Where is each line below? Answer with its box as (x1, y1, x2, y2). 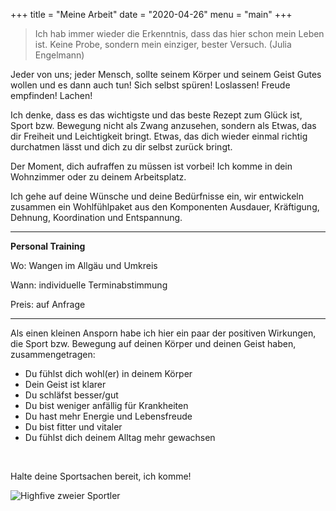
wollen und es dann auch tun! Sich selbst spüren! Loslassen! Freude (10, 79, 291, 91)
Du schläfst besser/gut (24, 389, 119, 401)
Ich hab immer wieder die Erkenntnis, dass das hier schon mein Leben (34, 28, 325, 39)
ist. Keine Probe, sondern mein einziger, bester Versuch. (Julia (34, 39, 292, 50)
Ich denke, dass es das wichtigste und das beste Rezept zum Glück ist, (10, 109, 303, 121)
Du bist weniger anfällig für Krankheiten (24, 400, 189, 411)
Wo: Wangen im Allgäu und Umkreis (10, 260, 158, 271)
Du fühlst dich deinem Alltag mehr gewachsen (24, 432, 216, 443)
